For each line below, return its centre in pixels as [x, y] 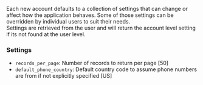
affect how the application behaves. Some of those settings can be [90, 15]
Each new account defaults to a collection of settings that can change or [97, 9]
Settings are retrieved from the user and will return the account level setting [101, 28]
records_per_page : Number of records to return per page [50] [92, 63]
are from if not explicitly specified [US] [64, 76]
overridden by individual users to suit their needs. [68, 21]
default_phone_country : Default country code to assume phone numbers [106, 69]
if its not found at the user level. [46, 34]
